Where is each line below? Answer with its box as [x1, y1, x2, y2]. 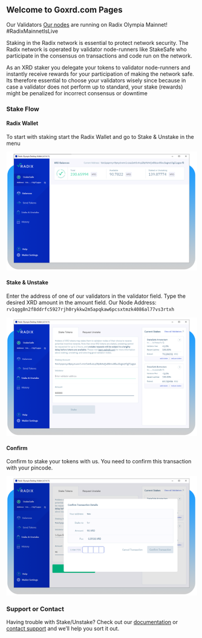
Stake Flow [6, 104, 39, 113]
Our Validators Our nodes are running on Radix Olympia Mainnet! [6, 21, 168, 28]
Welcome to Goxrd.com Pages [6, 5, 123, 15]
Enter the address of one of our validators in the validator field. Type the [6, 292, 186, 300]
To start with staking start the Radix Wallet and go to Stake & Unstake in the [6, 133, 195, 140]
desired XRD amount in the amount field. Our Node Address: [6, 298, 157, 306]
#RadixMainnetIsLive [6, 27, 59, 35]
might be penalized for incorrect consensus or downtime [6, 89, 148, 96]
